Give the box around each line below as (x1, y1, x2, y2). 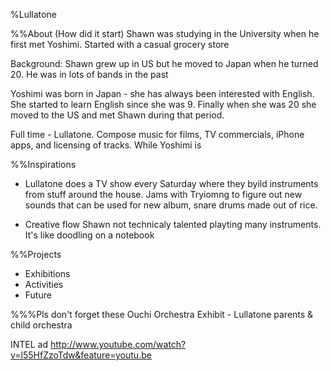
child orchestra (10, 319, 73, 331)
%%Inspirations (10, 159, 77, 170)
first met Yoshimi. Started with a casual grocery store (10, 39, 230, 50)
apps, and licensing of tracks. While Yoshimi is (10, 139, 202, 151)
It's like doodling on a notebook (24, 229, 155, 241)
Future (24, 289, 52, 301)
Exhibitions (24, 268, 71, 279)
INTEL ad (10, 339, 49, 350)
